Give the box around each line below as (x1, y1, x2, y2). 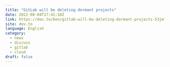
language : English (5, 26, 44, 31)
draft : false (5, 54, 33, 59)
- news (10, 36, 24, 41)
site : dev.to (5, 21, 33, 27)
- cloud (10, 49, 26, 54)
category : (5, 31, 26, 36)
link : (5, 17, 17, 22)
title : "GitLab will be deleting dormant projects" (5, 7, 116, 13)
